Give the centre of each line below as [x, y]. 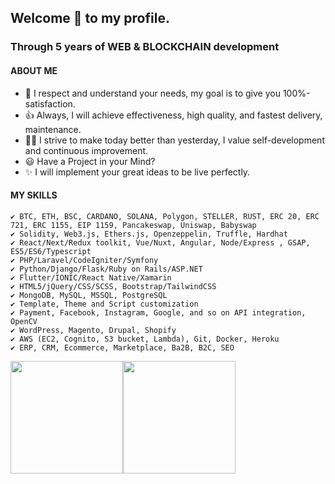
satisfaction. [50, 103]
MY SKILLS [34, 195]
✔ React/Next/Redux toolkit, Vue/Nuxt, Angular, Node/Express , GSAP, [160, 242]
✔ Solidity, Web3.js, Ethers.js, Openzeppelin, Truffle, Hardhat [149, 234]
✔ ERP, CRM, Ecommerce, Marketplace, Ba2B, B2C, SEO [122, 347]
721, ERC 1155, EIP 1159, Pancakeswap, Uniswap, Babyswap [133, 225]
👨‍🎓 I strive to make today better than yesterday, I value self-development [174, 140]
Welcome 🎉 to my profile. [90, 18]
